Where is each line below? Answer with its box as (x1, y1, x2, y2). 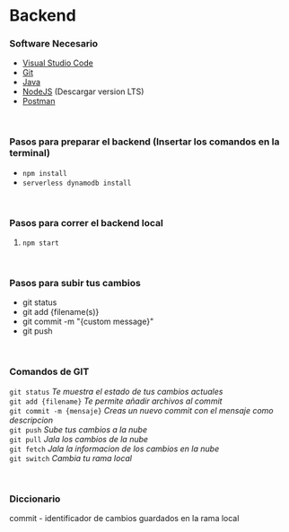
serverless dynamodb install (22, 179, 132, 188)
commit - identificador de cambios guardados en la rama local (9, 512, 240, 523)
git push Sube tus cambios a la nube (9, 423, 148, 435)
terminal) (9, 147, 51, 160)
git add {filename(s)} (22, 307, 100, 318)
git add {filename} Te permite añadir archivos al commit (9, 396, 223, 406)
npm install (22, 169, 67, 178)
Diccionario (9, 493, 61, 505)
